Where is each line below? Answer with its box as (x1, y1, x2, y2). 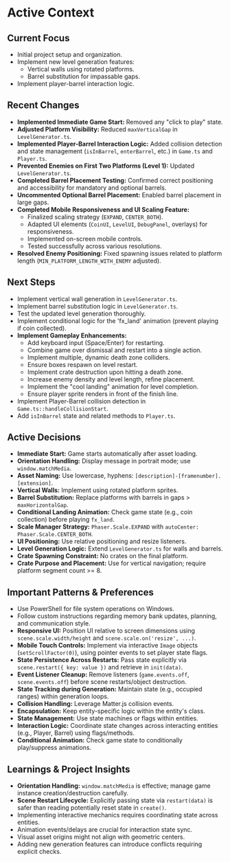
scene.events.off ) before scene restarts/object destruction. (16, 678, 187, 686)
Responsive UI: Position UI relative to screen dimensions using (16, 627, 196, 635)
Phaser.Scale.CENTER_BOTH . (16, 530, 93, 538)
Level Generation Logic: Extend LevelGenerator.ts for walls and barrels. (16, 544, 223, 553)
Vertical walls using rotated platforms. (27, 65, 135, 73)
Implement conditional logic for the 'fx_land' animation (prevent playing (16, 316, 218, 324)
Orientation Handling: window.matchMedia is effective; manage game (16, 782, 211, 790)
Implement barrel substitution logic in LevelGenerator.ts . (16, 302, 179, 310)
